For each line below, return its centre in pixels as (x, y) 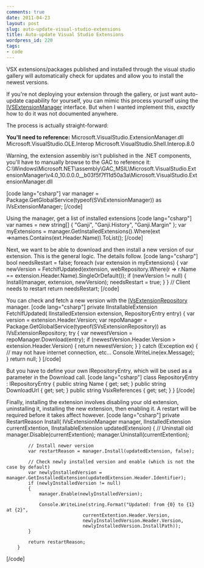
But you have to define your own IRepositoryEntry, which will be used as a (99, 371)
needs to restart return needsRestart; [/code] (63, 289)
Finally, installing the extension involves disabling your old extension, (93, 402)
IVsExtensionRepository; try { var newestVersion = (69, 333)
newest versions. (28, 82)
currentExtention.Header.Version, (126, 515)
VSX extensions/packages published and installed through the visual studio (101, 69)
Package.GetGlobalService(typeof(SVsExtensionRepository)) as (86, 326)
